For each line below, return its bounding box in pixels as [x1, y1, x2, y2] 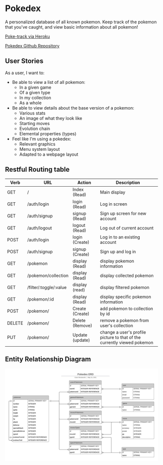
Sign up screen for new [100, 210, 147, 216]
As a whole [19, 100, 42, 106]
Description [115, 180, 140, 186]
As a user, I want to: [5, 70, 45, 76]
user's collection [100, 323, 133, 329]
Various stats [19, 110, 46, 116]
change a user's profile [100, 329, 147, 335]
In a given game [19, 84, 52, 90]
